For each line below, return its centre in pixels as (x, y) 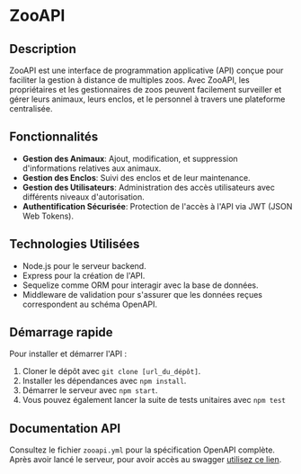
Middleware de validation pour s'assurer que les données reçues (142, 294)
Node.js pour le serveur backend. (84, 265)
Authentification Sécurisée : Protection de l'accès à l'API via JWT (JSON (157, 206)
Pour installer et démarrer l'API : (68, 354)
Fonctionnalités (54, 137)
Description (43, 49)
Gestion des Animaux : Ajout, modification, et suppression (130, 158)
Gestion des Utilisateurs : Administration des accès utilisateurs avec (149, 187)
